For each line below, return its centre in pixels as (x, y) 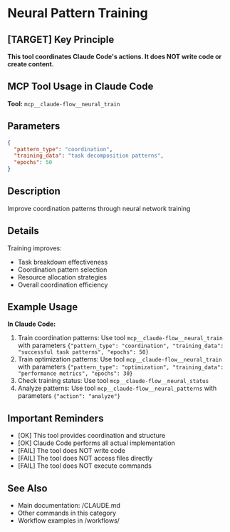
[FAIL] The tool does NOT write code (72, 451)
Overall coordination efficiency (63, 285)
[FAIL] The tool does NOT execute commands (84, 466)
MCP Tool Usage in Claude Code (80, 87)
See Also (27, 488)
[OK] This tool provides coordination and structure (92, 436)
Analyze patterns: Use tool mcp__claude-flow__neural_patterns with (117, 388)
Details (23, 231)
